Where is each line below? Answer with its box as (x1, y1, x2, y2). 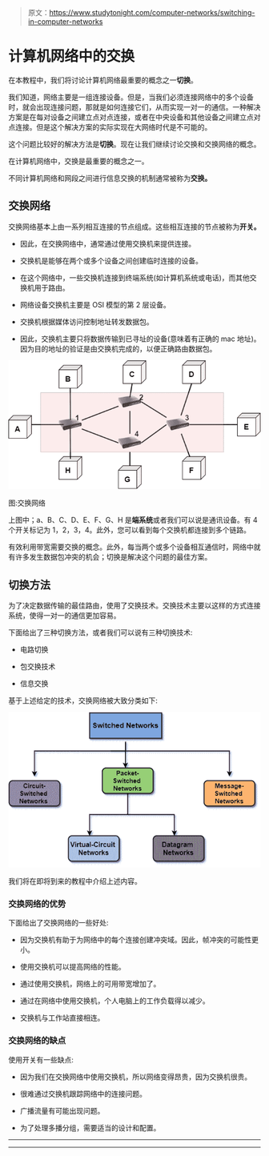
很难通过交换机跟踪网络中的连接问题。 (19, 1089, 147, 1098)
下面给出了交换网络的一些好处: (8, 918, 110, 928)
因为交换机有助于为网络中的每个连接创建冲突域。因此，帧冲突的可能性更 (19, 935, 259, 945)
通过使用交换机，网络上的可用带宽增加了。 (19, 979, 161, 989)
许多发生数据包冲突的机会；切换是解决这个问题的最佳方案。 (14, 552, 212, 562)
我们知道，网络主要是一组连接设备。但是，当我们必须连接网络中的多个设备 (8, 92, 254, 102)
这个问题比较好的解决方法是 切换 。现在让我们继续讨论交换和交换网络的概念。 (8, 139, 261, 149)
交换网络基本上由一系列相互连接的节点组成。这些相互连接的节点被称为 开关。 (8, 222, 261, 231)
